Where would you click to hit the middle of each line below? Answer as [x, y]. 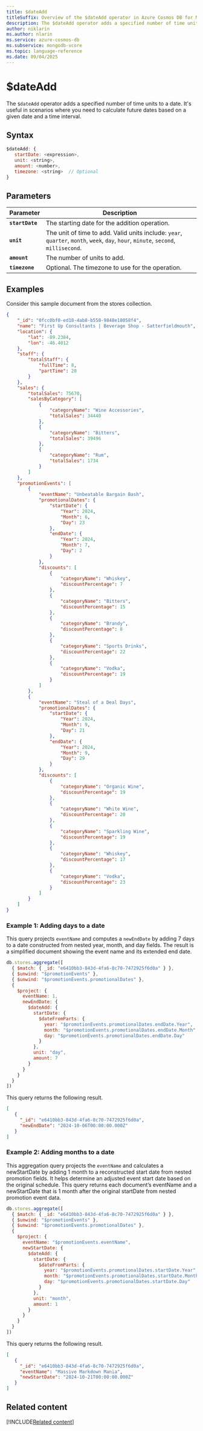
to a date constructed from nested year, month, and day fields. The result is [100, 945]
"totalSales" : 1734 [74, 461]
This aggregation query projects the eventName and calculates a [85, 1165]
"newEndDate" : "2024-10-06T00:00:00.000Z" [74, 1125]
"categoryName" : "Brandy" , [94, 624]
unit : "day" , [50, 1053]
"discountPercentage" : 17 [93, 860]
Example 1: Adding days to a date [56, 925]
